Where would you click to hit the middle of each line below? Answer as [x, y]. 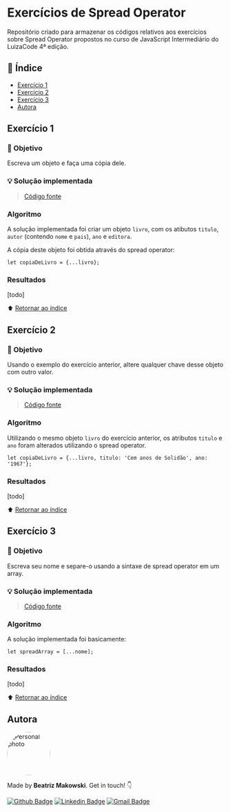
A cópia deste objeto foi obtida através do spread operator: [91, 250]
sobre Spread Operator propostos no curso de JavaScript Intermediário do [113, 39]
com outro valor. [30, 372]
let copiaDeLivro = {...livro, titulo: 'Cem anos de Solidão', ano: [107, 458]
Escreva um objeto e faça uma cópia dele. [66, 163]
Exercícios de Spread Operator [96, 13]
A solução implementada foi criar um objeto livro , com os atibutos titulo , [113, 229]
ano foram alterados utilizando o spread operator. [77, 445]
